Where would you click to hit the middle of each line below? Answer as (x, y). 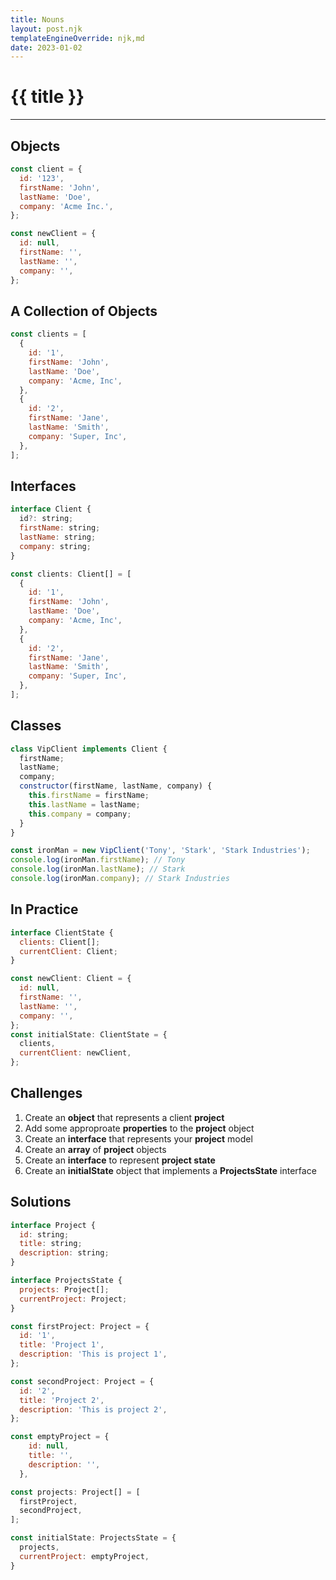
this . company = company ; (80, 814)
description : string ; (64, 1253)
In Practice (44, 909)
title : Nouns (37, 19)
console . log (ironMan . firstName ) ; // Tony (98, 860)
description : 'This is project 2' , (93, 1409)
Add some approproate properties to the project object (139, 1128)
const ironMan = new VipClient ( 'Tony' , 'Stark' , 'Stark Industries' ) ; (160, 851)
